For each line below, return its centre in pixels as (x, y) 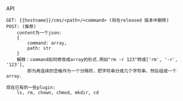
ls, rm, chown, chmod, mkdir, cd (58, 93)
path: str (39, 48)
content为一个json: (39, 33)
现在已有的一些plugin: (31, 87)
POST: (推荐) (21, 26)
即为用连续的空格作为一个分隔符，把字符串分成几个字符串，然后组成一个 (102, 71)
